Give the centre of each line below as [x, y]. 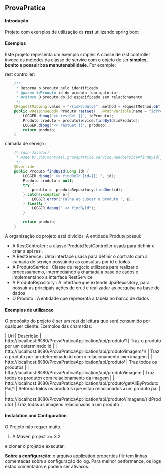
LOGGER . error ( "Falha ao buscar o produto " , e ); [83, 199]
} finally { [35, 203]
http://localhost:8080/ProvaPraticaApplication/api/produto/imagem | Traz [80, 373]
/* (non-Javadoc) [32, 153]
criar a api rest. [28, 251]
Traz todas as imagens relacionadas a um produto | [69, 405]
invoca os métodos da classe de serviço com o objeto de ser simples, [77, 60]
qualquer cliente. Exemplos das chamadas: [49, 326]
